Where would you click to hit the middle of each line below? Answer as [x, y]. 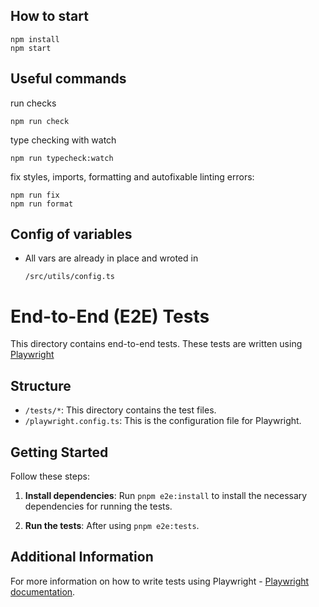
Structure [41, 385]
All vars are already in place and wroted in [111, 258]
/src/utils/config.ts [69, 277]
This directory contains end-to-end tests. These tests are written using [156, 344]
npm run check [40, 121]
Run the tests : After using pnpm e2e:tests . [112, 525]
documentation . [43, 591]
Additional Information [82, 557]
